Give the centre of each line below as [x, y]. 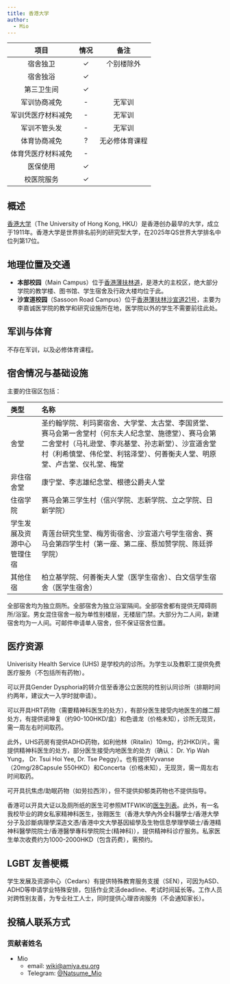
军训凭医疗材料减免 [42, 115]
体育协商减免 [42, 141]
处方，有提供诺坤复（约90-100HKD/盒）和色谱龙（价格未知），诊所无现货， [113, 719]
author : [18, 20]
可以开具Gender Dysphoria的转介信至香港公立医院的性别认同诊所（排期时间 [114, 687]
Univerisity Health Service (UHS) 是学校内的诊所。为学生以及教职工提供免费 [114, 664]
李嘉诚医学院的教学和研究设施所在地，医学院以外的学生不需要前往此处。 [119, 308]
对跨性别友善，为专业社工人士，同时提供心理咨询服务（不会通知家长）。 [107, 898]
